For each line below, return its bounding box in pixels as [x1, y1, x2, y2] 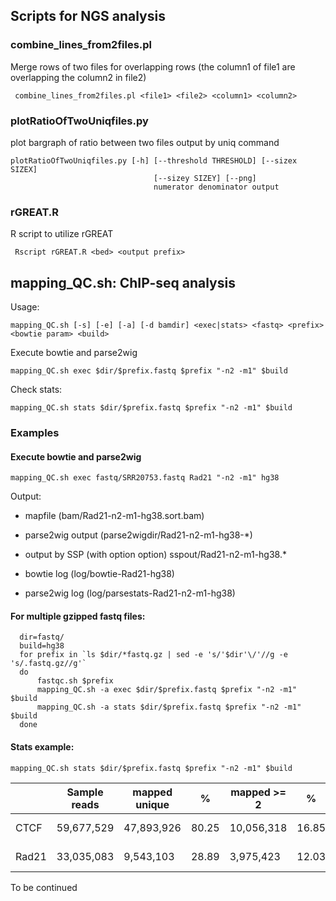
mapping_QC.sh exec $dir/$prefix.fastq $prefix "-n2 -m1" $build [10, 366, 288, 376]
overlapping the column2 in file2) [10, 71, 147, 83]
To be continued [10, 881, 78, 893]
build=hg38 [19, 641, 65, 651]
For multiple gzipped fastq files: [10, 610, 146, 622]
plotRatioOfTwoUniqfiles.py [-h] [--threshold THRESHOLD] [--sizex [10, 155, 298, 166]
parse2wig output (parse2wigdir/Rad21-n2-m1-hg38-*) [24, 529, 253, 541]
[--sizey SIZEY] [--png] [153, 173, 257, 183]
